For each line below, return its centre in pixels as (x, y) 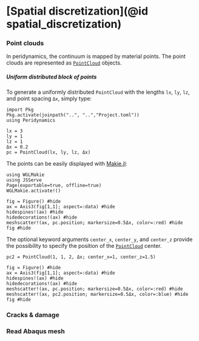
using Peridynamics (31, 121)
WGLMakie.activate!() (34, 191)
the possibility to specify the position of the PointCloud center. (84, 246)
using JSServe (24, 180)
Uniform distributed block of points (52, 77)
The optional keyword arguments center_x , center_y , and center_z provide (99, 239)
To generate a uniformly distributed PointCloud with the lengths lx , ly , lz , (98, 92)
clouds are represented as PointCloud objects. (64, 63)
